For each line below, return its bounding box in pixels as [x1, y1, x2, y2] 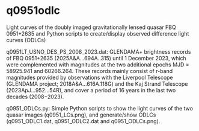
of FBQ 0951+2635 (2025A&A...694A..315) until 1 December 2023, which [6, 54, 186, 62]
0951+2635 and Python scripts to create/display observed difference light [6, 30, 189, 37]
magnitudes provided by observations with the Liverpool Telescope [6, 74, 173, 81]
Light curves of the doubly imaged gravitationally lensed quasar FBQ [6, 24, 176, 31]
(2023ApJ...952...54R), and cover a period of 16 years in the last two [6, 86, 176, 94]
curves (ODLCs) [6, 36, 46, 43]
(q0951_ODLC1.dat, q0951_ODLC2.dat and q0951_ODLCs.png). [6, 117, 161, 124]
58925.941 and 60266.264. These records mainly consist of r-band [6, 67, 173, 74]
